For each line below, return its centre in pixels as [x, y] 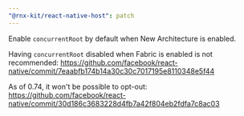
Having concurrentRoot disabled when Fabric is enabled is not [110, 54]
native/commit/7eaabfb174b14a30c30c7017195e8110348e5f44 [112, 71]
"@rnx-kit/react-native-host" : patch [71, 16]
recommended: [33, 62]
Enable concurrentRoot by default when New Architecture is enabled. [122, 38]
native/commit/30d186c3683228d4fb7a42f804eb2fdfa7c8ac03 [114, 103]
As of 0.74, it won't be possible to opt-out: [78, 86]
